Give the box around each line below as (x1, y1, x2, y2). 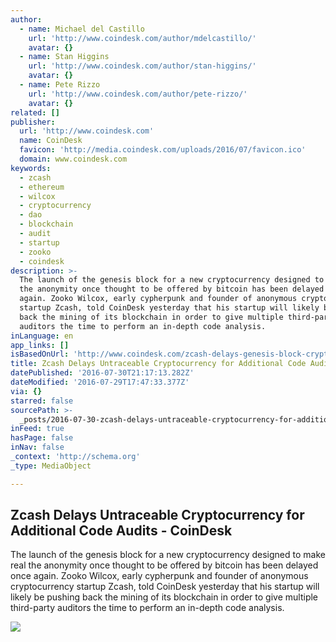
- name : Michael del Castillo (19, 24, 145, 34)
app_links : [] (10, 340, 70, 350)
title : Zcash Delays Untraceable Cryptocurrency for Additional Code (10, 359, 307, 369)
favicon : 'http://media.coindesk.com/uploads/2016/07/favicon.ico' (19, 145, 307, 155)
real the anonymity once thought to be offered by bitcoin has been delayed (10, 559, 319, 571)
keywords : (10, 163, 52, 173)
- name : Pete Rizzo (19, 80, 101, 90)
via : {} (10, 386, 43, 396)
